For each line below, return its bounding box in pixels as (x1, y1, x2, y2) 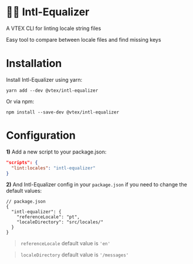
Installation (6, 57, 62, 70)
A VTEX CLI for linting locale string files (6, 25, 101, 32)
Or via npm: (6, 98, 35, 105)
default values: (6, 188, 42, 195)
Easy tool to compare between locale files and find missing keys (6, 36, 161, 43)
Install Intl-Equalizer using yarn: (6, 76, 83, 83)
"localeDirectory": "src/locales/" (16, 219, 104, 225)
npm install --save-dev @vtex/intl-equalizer (6, 109, 119, 115)
